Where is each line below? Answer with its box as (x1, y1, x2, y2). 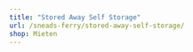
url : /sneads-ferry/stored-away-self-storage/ (9, 21, 185, 30)
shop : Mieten (9, 29, 58, 38)
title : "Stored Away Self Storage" (9, 12, 141, 22)
